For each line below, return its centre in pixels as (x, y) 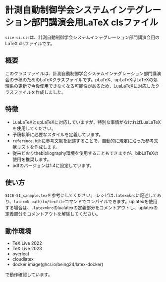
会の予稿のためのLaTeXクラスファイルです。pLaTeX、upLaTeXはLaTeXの (79, 79)
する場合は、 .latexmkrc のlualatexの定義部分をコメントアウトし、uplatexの (82, 208)
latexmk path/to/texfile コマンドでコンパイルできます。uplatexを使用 (85, 202)
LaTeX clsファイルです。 (30, 43)
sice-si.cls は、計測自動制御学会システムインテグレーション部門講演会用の (83, 37)
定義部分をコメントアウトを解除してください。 (53, 214)
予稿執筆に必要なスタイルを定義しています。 (57, 134)
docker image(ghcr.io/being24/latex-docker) (58, 264)
